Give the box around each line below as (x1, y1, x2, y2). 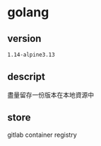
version (7, 33, 42, 45)
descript (7, 71, 46, 83)
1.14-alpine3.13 (7, 51, 55, 58)
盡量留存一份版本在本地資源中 (7, 90, 94, 99)
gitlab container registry (7, 130, 78, 139)
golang (7, 4, 49, 21)
